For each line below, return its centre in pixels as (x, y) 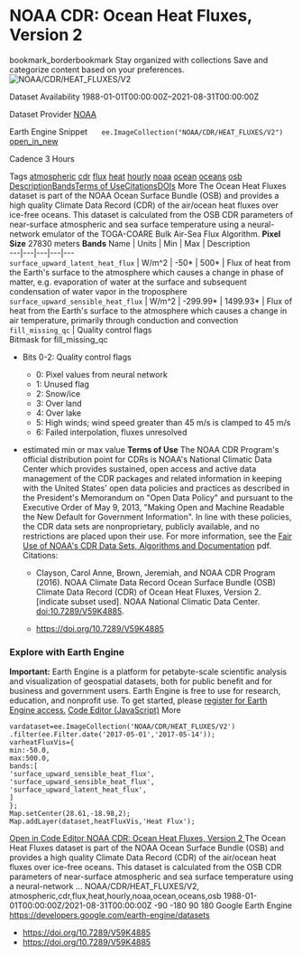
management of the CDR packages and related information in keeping (152, 478)
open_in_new (34, 141)
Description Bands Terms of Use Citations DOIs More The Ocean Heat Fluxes (148, 185)
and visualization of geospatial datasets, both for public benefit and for (141, 681)
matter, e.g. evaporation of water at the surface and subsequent (128, 282)
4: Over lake (59, 413)
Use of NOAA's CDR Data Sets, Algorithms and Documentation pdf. (147, 545)
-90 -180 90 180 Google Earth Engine (223, 905)
